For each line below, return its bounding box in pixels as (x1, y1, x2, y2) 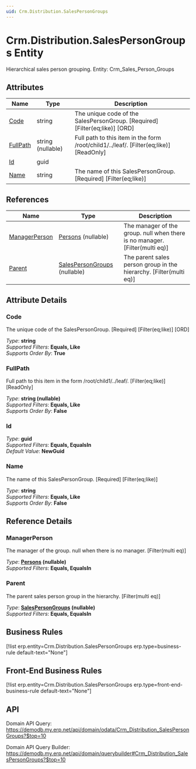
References (6, 194, 49, 205)
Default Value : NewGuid (6, 448, 65, 455)
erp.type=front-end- (133, 681, 183, 688)
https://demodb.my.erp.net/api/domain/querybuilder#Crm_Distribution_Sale (6, 750, 188, 757)
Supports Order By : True (6, 349, 66, 357)
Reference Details (6, 516, 72, 526)
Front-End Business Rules (6, 665, 102, 675)
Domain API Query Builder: (6, 744, 71, 751)
